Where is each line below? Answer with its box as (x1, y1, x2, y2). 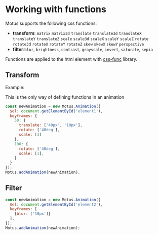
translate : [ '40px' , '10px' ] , (18, 123, 83, 128)
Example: (5, 84, 25, 90)
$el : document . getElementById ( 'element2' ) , (10, 202, 103, 207)
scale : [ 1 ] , (18, 151, 44, 156)
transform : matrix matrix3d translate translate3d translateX (12, 30, 142, 36)
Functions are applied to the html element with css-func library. (5, 56, 138, 62)
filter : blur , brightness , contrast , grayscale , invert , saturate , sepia (12, 46, 153, 52)
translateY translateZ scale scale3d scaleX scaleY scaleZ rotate (12, 36, 149, 42)
